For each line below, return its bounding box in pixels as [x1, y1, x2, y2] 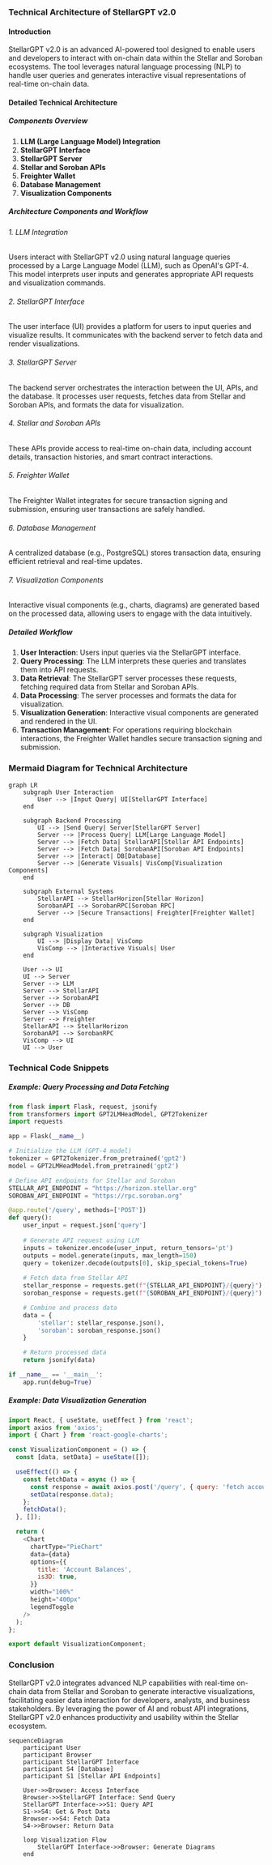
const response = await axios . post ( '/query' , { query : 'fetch [29, 1483, 244, 1491]
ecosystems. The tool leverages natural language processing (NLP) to [8, 62, 241, 71]
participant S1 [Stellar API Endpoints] [23, 1772, 161, 1780]
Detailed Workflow [8, 627, 73, 638]
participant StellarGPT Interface [23, 1757, 139, 1766]
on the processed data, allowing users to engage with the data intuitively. [8, 608, 253, 618]
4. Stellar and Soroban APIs [8, 418, 101, 428]
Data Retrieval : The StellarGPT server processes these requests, [19, 673, 237, 683]
